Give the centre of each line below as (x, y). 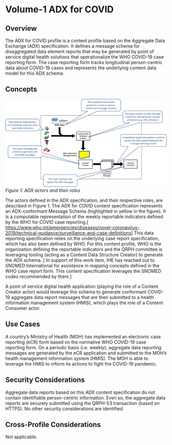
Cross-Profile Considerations (53, 424)
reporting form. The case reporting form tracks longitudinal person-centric (84, 62)
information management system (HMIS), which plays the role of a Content (84, 303)
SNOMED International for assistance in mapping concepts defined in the (82, 265)
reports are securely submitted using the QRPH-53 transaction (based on (82, 403)
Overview (21, 28)
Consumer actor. (23, 308)
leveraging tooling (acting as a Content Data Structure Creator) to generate (84, 255)
